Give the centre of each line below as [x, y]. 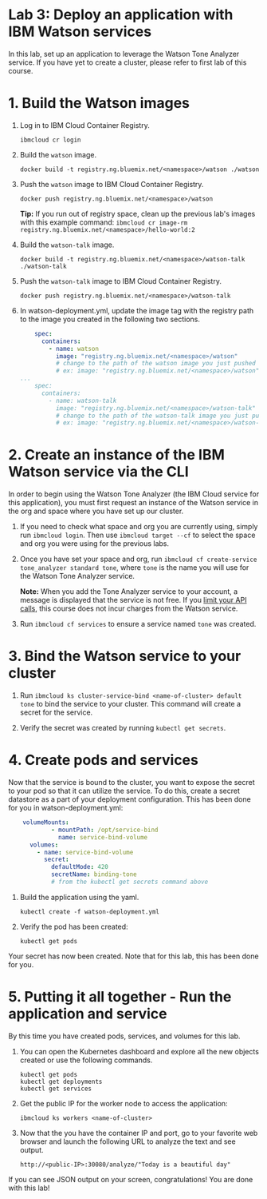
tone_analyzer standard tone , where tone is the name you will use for [134, 568]
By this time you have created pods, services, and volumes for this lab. [124, 1036]
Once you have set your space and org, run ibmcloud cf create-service [138, 559]
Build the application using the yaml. [79, 897]
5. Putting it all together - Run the [120, 997]
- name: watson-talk [83, 400]
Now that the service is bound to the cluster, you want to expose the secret [132, 783]
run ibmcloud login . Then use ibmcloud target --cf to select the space [137, 535]
